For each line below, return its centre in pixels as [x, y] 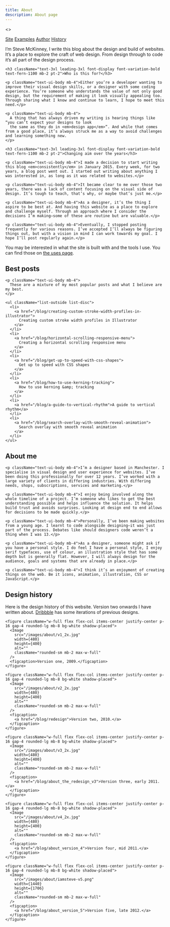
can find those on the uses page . [40, 253]
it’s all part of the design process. [40, 59]
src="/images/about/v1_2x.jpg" [47, 635]
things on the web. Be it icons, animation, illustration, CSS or [77, 575]
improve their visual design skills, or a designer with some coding [80, 87]
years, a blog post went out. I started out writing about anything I [81, 171]
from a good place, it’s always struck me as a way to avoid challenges [84, 131]
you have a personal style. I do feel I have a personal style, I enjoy [84, 548]
